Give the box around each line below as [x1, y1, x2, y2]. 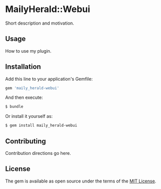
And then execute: [5, 94, 43, 101]
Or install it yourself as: [5, 113, 53, 119]
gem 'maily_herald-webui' [5, 85, 59, 91]
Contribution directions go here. [5, 150, 71, 156]
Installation [5, 63, 41, 71]
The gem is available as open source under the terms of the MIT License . [5, 178, 156, 184]
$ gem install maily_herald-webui [5, 123, 78, 128]
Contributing [5, 137, 46, 145]
